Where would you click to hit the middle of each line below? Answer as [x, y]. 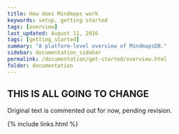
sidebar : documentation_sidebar [54, 53]
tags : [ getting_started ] [43, 40]
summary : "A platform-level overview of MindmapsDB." [87, 46]
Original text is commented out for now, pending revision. [90, 111]
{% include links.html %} [43, 124]
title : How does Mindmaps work [53, 14]
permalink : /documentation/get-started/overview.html [87, 59]
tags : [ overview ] [33, 27]
